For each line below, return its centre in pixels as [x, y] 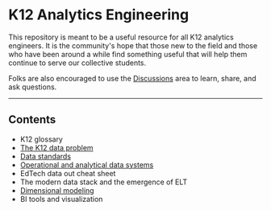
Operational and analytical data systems [87, 165]
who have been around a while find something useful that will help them [128, 54]
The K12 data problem [57, 147]
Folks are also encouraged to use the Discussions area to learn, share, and [132, 78]
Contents [32, 119]
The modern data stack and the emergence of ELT [104, 182]
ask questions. [33, 87]
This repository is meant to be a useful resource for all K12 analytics [121, 37]
